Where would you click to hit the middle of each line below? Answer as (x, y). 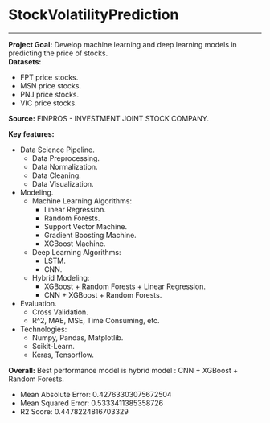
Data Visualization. (63, 183)
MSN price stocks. (51, 85)
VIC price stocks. (49, 103)
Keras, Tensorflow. (63, 355)
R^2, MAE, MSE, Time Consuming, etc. (96, 320)
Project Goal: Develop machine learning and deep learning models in (123, 44)
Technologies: (43, 329)
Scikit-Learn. (53, 346)
